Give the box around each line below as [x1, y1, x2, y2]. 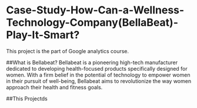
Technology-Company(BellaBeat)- [6, 16, 178, 29]
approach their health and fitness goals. [6, 83, 103, 90]
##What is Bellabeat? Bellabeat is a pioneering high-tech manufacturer [6, 59, 178, 66]
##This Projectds [6, 95, 48, 102]
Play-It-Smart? [6, 29, 80, 41]
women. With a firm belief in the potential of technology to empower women [6, 71, 191, 78]
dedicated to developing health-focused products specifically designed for [6, 65, 188, 72]
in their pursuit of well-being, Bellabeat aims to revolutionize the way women [6, 77, 192, 85]
